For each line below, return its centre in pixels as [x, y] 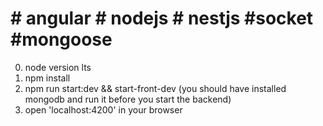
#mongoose [61, 39]
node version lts [58, 67]
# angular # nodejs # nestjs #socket [162, 18]
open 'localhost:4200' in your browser [103, 109]
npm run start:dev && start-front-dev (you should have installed [155, 88]
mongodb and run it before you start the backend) [128, 99]
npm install [47, 78]
